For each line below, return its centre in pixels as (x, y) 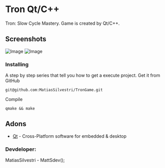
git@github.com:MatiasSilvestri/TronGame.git (54, 90)
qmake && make (20, 109)
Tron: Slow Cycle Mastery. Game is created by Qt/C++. (63, 23)
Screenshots (26, 39)
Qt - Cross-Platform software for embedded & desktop (69, 136)
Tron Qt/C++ (32, 9)
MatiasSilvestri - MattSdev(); (35, 160)
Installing (17, 64)
